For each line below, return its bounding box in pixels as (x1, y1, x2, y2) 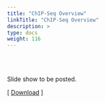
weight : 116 (7, 36, 41, 43)
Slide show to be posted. (7, 75, 77, 83)
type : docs (7, 29, 38, 36)
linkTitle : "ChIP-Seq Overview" (7, 16, 99, 23)
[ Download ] (7, 89, 44, 97)
